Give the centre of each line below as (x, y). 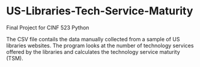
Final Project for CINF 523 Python (48, 28)
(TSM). (15, 58)
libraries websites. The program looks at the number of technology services (100, 45)
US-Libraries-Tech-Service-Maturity (100, 11)
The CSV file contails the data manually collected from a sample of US (93, 39)
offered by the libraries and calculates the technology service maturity (93, 51)
